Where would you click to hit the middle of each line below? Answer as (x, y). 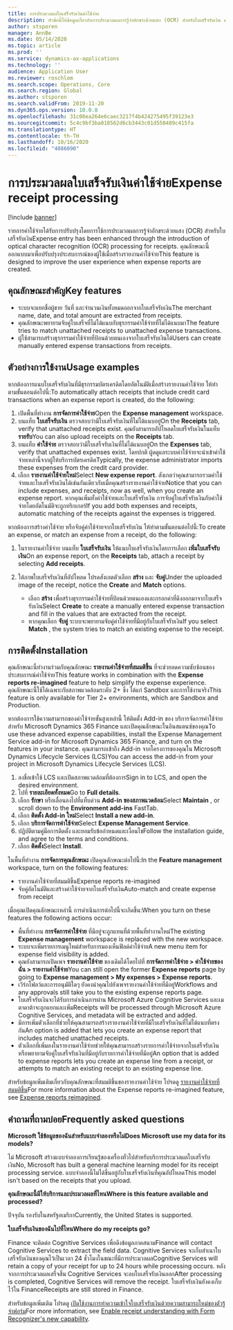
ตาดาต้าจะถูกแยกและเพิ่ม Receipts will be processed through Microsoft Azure (119, 1008)
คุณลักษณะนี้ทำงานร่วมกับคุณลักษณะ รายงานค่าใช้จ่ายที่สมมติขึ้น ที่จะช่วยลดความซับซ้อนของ (111, 667)
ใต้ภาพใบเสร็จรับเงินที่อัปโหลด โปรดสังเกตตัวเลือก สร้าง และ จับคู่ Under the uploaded (120, 577)
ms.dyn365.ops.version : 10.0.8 (53, 110)
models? (20, 1144)
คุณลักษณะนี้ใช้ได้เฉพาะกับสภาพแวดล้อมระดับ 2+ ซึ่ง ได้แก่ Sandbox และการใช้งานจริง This (115, 690)
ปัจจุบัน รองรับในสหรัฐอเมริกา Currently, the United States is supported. (100, 1215)
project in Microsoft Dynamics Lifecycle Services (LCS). (87, 764)
